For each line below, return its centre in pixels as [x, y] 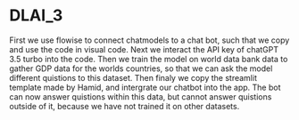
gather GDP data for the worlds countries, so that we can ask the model [141, 68]
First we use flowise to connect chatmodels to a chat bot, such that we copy [149, 40]
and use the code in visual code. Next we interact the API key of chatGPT [144, 49]
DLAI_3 [36, 16]
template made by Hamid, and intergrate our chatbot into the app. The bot [145, 87]
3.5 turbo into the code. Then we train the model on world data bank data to [149, 59]
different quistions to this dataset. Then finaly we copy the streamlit [133, 77]
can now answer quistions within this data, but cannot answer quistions [141, 96]
